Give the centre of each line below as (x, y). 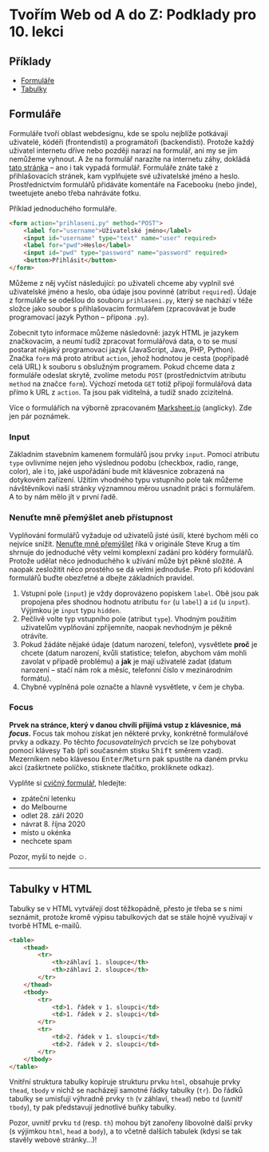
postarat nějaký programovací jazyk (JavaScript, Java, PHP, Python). (123, 349)
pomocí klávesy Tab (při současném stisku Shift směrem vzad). (117, 750)
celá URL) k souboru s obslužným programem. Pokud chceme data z (122, 367)
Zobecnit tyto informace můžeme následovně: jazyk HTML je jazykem (124, 332)
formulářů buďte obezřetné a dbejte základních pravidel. (102, 577)
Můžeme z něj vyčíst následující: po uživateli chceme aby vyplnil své (122, 283)
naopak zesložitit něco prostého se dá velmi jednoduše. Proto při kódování (132, 569)
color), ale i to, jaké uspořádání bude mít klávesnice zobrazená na (117, 472)
